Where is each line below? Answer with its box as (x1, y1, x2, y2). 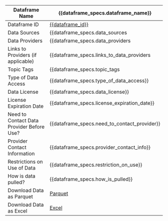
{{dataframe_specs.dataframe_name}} (58, 9, 151, 16)
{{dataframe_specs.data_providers (49, 37, 131, 44)
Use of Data (7, 165, 36, 171)
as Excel (7, 208, 27, 214)
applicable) (7, 58, 34, 64)
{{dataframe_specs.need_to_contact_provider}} (49, 120, 160, 127)
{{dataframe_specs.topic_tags (49, 66, 120, 73)
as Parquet (7, 193, 33, 200)
